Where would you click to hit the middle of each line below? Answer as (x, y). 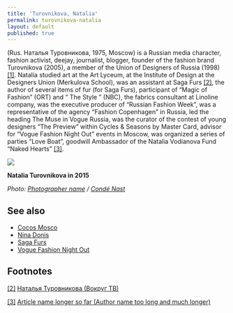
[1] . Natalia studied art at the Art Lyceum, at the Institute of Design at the (111, 75)
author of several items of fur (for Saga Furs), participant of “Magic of (107, 90)
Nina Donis (33, 235)
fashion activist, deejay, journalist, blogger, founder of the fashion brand (111, 61)
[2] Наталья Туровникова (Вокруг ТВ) (63, 288)
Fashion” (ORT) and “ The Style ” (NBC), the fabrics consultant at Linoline (113, 97)
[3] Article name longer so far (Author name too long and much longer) (109, 302)
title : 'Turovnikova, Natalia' (53, 14)
